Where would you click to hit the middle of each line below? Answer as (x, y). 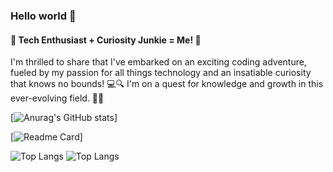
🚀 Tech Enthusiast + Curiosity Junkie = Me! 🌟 (106, 40)
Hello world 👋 (43, 16)
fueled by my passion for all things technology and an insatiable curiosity (161, 73)
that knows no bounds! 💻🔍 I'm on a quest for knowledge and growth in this (167, 84)
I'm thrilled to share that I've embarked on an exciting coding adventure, (158, 62)
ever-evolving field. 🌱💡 (57, 98)
